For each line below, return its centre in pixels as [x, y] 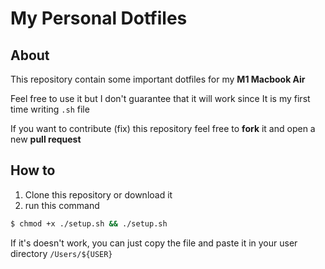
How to [33, 170]
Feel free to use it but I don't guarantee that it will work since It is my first [160, 98]
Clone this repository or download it [98, 194]
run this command [62, 205]
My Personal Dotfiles [99, 18]
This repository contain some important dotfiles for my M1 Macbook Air [158, 79]
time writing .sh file [50, 109]
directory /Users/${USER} [61, 253]
